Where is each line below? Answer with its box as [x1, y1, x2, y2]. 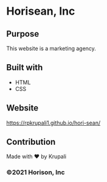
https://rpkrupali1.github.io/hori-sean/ [6, 119, 101, 126]
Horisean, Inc [6, 4, 75, 18]
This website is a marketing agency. [6, 45, 96, 52]
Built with [6, 62, 43, 73]
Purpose [6, 29, 40, 39]
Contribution [6, 137, 56, 147]
